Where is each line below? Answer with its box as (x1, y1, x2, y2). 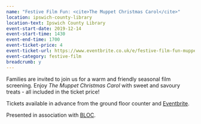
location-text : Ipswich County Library (6, 20, 106, 26)
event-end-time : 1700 (6, 37, 60, 43)
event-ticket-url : (6, 48, 52, 54)
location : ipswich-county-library (6, 14, 93, 20)
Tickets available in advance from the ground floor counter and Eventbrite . (6, 99, 190, 107)
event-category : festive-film (6, 53, 82, 59)
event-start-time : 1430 (6, 31, 66, 37)
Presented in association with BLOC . (6, 111, 96, 119)
